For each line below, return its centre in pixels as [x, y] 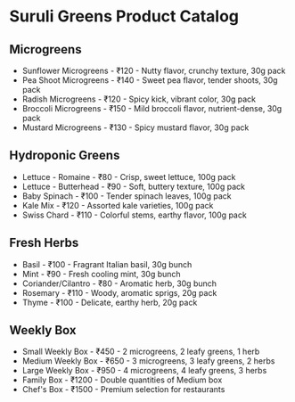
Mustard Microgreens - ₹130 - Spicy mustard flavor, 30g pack [135, 127]
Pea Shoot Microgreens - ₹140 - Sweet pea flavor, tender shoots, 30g [150, 80]
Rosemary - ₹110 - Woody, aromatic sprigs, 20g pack [119, 292]
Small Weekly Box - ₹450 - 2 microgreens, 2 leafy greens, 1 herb [141, 352]
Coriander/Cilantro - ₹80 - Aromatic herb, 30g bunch [119, 283]
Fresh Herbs [44, 243]
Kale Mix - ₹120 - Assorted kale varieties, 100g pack [118, 205]
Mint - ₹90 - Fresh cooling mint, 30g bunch [101, 274]
